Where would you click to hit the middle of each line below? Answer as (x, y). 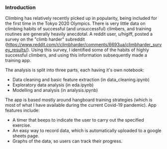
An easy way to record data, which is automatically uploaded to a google (87, 131)
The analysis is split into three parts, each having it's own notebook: (75, 70)
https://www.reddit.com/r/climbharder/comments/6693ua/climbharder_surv (84, 45)
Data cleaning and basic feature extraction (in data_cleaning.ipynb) (81, 80)
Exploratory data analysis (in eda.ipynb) (53, 85)
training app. (18, 61)
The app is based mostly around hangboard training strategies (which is (79, 100)
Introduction (20, 7)
